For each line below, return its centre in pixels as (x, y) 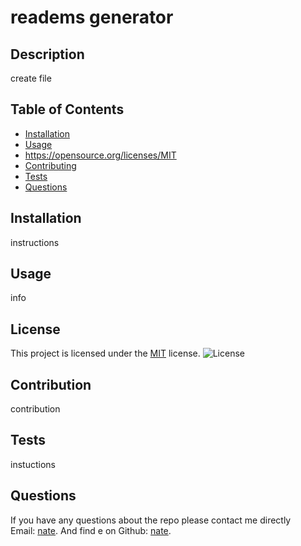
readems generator (92, 17)
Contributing (50, 165)
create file (31, 78)
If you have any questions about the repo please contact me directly (151, 520)
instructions (35, 242)
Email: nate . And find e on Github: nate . (91, 530)
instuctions (33, 464)
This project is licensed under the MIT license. (105, 353)
